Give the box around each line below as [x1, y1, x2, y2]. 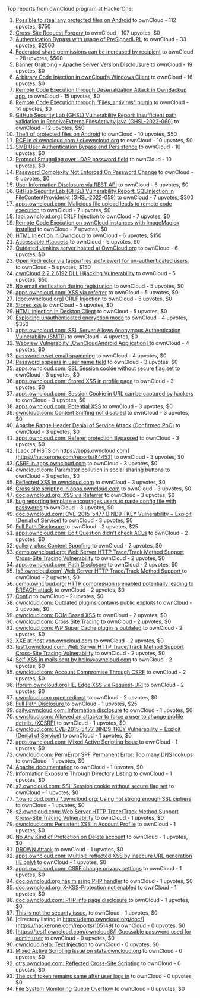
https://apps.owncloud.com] [59, 447, 129, 454]
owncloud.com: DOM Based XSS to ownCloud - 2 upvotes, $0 [15, 612, 167, 618]
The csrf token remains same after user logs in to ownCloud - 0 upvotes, [15, 972, 193, 980]
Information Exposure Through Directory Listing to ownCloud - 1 [15, 770, 172, 777]
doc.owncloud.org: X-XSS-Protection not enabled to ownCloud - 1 [15, 884, 177, 891]
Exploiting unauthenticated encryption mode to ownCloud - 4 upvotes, [15, 314, 188, 321]
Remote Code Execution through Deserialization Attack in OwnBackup [15, 86, 187, 93]
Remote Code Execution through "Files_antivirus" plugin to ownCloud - [15, 99, 189, 106]
